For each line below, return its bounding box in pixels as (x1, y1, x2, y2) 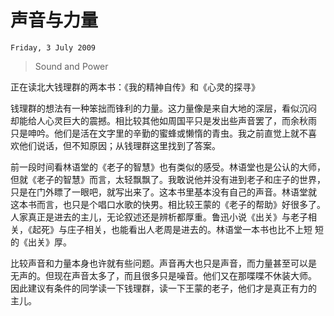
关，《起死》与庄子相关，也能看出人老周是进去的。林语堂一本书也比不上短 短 (10, 223, 324, 235)
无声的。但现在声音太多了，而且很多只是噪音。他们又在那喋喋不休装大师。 (10, 269, 317, 281)
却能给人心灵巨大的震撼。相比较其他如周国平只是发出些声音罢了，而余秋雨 (10, 114, 317, 126)
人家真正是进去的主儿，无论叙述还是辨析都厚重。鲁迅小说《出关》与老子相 (10, 211, 317, 223)
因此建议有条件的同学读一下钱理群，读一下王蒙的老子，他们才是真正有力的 (10, 282, 317, 294)
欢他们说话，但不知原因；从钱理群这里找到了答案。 (10, 139, 221, 151)
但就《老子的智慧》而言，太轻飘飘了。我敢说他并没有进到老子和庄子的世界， (10, 173, 326, 185)
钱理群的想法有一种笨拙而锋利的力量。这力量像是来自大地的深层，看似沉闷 (10, 102, 317, 114)
